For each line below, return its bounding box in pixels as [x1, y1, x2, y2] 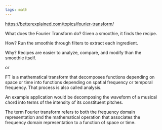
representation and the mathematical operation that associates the [5, 114, 141, 120]
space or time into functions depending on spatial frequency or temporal [5, 79, 153, 85]
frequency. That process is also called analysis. [5, 85, 102, 90]
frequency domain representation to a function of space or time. [5, 119, 136, 125]
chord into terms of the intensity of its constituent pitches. [5, 99, 123, 105]
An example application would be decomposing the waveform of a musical [5, 94, 157, 100]
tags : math [5, 7, 28, 12]
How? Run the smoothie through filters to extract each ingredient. [5, 40, 138, 46]
